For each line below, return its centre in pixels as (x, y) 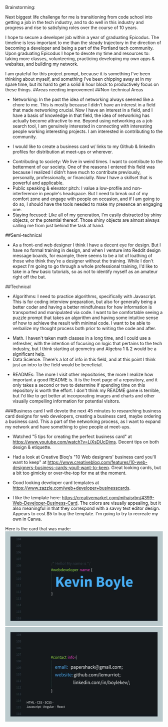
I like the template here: (36, 498)
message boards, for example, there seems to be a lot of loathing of (82, 256)
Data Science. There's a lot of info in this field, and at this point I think (84, 359)
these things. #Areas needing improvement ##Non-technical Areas (74, 90)
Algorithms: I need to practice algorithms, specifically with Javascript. (84, 296)
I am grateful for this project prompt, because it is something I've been (78, 74)
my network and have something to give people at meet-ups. (68, 427)
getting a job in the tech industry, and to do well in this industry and (74, 22)
